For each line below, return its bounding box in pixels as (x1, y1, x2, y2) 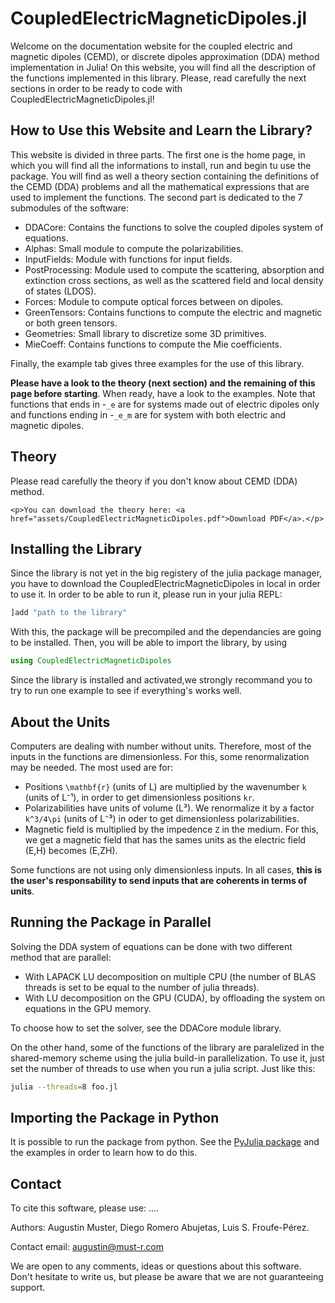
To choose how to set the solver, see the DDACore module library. (10, 1022, 282, 1034)
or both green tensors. (24, 317, 118, 329)
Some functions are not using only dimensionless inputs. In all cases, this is (10, 863, 323, 876)
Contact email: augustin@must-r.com (10, 1241, 164, 1253)
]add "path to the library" (10, 608, 128, 618)
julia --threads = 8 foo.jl (10, 1082, 118, 1092)
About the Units (10, 713, 111, 731)
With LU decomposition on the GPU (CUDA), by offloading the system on (24, 992, 326, 1004)
